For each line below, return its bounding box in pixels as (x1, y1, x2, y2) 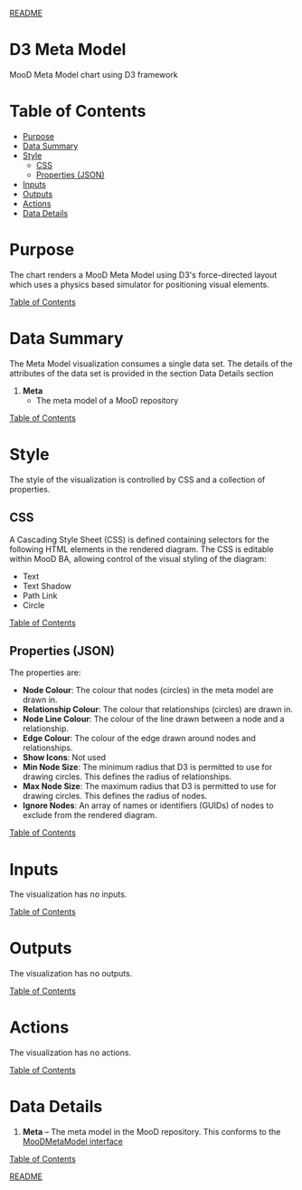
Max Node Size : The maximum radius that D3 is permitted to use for (22, 781, 278, 792)
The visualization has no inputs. (9, 889, 127, 900)
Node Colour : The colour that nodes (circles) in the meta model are (22, 685, 274, 696)
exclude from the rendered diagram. (22, 810, 157, 821)
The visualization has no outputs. (9, 968, 133, 979)
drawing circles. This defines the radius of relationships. (22, 771, 232, 782)
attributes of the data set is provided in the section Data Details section (9, 367, 274, 378)
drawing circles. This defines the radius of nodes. (22, 791, 208, 802)
